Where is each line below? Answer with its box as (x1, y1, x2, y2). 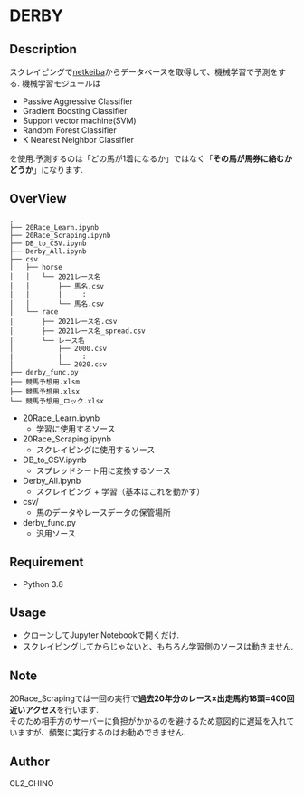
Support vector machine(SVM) (22, 115, 138, 126)
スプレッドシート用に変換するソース (35, 465, 171, 476)
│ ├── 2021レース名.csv (9, 317, 118, 326)
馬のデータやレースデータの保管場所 (35, 507, 171, 517)
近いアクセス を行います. (9, 705, 100, 716)
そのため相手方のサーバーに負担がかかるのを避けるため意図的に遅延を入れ (9, 716, 287, 726)
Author (9, 754, 50, 769)
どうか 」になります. (9, 165, 84, 175)
